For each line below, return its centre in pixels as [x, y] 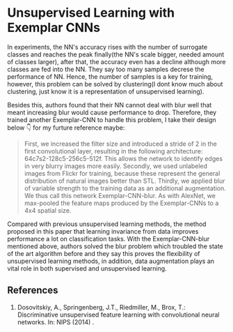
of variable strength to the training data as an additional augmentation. [125, 188]
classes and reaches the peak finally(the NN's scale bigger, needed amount [116, 54]
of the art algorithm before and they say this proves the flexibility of [104, 253]
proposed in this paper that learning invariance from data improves [103, 231]
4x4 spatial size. [48, 210]
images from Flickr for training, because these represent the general [122, 173]
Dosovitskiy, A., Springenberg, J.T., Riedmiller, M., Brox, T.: [101, 307]
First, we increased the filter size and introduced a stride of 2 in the [120, 144]
